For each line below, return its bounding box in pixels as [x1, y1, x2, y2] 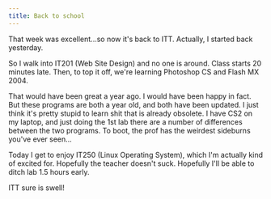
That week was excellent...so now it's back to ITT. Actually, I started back [8, 34, 253, 44]
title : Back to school [8, 11, 85, 20]
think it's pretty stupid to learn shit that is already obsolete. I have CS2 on [8, 108, 253, 118]
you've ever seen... [8, 134, 73, 144]
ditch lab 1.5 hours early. [8, 167, 91, 176]
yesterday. [8, 42, 44, 53]
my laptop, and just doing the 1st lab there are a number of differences [8, 116, 243, 126]
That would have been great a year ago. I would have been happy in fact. [8, 91, 252, 101]
